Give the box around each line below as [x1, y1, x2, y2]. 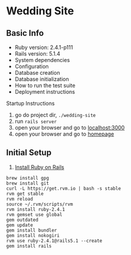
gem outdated [6, 217, 39, 223]
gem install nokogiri [6, 232, 60, 238]
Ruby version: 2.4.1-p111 [14, 44, 73, 51]
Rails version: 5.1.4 [14, 50, 61, 57]
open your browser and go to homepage [14, 130, 114, 137]
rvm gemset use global [6, 211, 63, 217]
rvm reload [6, 196, 33, 202]
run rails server [14, 118, 57, 125]
